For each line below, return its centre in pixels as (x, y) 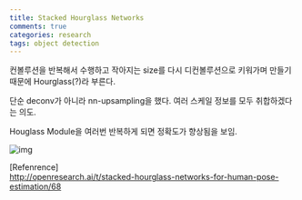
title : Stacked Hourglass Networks (77, 18)
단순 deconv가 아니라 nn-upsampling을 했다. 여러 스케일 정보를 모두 (131, 101)
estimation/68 (35, 186)
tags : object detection (55, 43)
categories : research (50, 35)
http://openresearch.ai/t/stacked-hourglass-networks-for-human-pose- (144, 177)
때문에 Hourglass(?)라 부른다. (63, 82)
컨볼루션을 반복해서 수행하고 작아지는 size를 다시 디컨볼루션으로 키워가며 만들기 (151, 70)
